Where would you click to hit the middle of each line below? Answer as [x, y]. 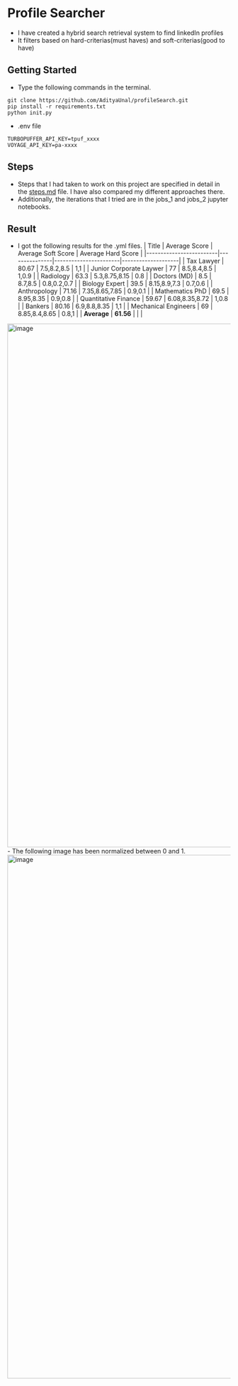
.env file [29, 126]
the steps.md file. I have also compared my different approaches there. [121, 191]
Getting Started [42, 70]
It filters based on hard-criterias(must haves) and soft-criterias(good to [121, 40]
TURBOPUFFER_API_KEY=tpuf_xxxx [53, 139]
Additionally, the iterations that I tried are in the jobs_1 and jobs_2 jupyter [123, 199]
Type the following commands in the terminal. [84, 87]
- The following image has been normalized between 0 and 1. [96, 851]
